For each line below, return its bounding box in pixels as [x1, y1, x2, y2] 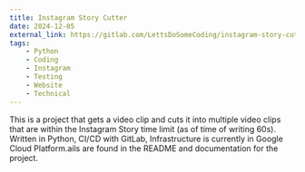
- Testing [25, 72, 64, 81]
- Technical [25, 89, 71, 98]
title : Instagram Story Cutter [9, 13, 128, 23]
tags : [9, 38, 30, 48]
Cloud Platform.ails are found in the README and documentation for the [9, 142, 279, 154]
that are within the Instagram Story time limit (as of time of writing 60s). [9, 123, 277, 134]
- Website [25, 81, 64, 90]
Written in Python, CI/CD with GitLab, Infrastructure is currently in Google [9, 133, 283, 144]
